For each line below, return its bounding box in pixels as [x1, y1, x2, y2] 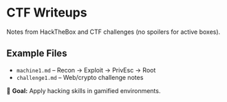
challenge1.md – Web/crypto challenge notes [16, 73, 144, 81]
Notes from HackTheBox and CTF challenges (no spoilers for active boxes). [6, 28, 221, 36]
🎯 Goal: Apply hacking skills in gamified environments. [6, 86, 161, 94]
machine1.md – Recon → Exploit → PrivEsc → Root [16, 65, 156, 74]
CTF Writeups [6, 5, 87, 21]
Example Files [6, 48, 67, 59]
